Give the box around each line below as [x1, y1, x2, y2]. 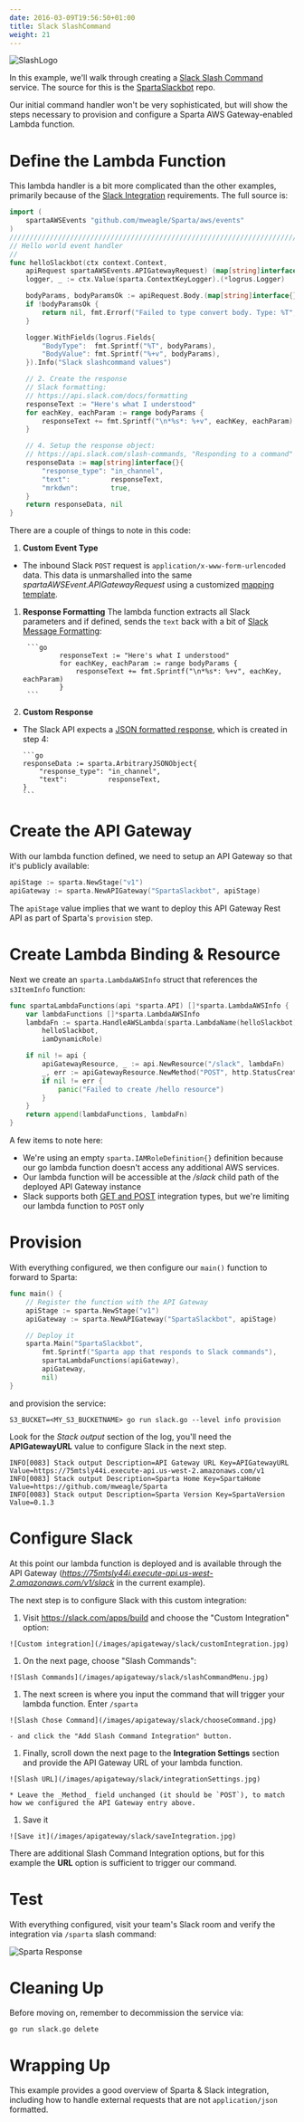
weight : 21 [9, 30, 51, 39]
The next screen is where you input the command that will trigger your [22, 1688, 285, 1699]
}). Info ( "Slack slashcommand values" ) [25, 358, 172, 368]
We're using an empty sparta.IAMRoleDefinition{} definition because [22, 1152, 283, 1163]
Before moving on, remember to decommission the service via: [9, 2007, 244, 2019]
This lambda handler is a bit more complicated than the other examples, [9, 180, 277, 191]
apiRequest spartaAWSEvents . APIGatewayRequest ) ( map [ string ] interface [25, 266, 298, 276]
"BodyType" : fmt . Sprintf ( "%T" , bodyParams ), [42, 341, 217, 350]
